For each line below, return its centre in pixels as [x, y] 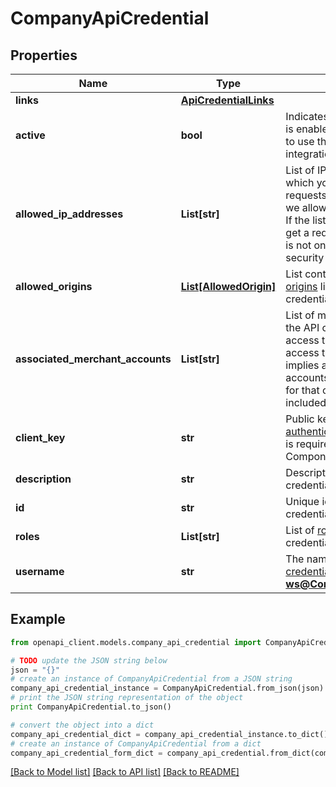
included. [307, 402]
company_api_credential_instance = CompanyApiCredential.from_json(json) [167, 688]
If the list [306, 220]
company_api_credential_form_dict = [86, 753]
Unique [302, 501]
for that [302, 390]
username [40, 571]
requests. [307, 195]
